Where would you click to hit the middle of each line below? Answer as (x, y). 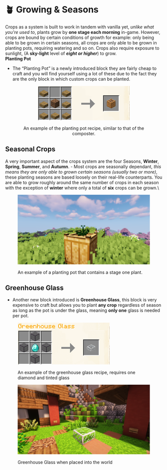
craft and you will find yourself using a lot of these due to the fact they (84, 73)
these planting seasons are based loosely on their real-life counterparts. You (84, 177)
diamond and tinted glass (44, 378)
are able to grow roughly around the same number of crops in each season (82, 182)
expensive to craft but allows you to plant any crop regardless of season (87, 305)
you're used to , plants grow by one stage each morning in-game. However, (83, 32)
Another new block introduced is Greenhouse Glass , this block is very (84, 300)
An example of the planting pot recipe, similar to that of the (84, 128)
